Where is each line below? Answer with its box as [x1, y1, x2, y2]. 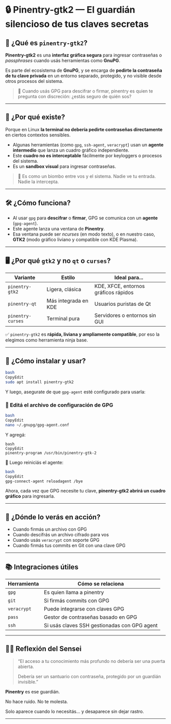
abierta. [17, 663, 34, 670]
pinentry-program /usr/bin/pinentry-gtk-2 [5, 450, 97, 455]
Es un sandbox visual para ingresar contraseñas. [12, 163, 116, 169]
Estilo [61, 274, 75, 281]
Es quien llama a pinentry [44, 589, 104, 596]
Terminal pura [46, 315, 80, 322]
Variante [14, 274, 36, 281]
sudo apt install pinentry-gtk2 [5, 380, 74, 385]
